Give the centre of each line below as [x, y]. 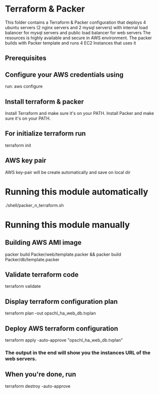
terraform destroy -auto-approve [38, 386]
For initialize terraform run [46, 134]
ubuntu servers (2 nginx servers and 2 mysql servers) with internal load [76, 27]
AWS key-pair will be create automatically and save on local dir [68, 172]
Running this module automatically [77, 192]
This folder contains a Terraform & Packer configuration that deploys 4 [76, 22]
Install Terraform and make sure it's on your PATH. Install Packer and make [79, 113]
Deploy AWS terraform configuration [62, 328]
